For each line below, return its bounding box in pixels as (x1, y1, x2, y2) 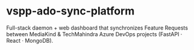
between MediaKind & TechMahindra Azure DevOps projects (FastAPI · (6, 30, 183, 37)
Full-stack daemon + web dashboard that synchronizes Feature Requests (6, 24, 189, 31)
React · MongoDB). (6, 37, 54, 44)
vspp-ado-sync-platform (6, 4, 135, 18)
